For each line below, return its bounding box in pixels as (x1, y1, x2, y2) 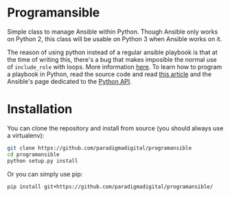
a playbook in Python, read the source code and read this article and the (7, 70, 211, 78)
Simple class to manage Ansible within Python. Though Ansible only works (7, 27, 218, 36)
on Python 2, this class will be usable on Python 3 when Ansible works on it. (7, 34, 222, 43)
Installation (7, 102, 73, 117)
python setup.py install (7, 157, 78, 164)
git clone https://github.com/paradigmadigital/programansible (7, 144, 192, 152)
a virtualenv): (7, 131, 45, 139)
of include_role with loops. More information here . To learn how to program (7, 62, 222, 71)
